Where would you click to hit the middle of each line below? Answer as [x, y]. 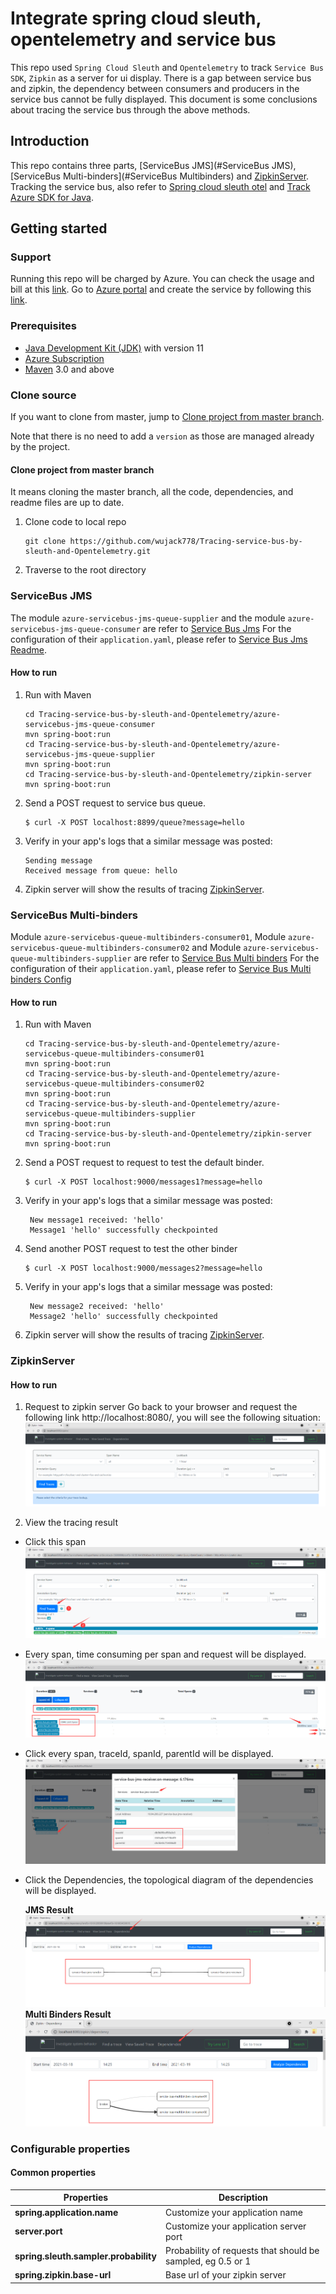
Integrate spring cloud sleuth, [136, 18]
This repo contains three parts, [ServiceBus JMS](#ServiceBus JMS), [153, 165]
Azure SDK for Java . [52, 197]
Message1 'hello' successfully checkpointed [123, 1230]
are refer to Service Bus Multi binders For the [226, 958]
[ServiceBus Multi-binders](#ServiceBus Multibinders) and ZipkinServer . [160, 176]
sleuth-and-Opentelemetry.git [88, 552]
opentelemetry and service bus [143, 39]
